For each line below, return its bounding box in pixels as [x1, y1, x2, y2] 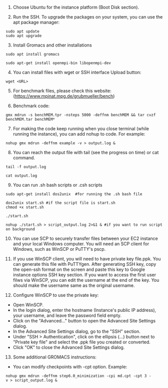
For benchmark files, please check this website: [12, 88, 111, 94]
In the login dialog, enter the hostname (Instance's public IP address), [12, 307, 156, 313]
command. [12, 155, 35, 161]
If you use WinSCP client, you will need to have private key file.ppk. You [12, 256, 161, 262]
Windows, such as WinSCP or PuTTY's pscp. [12, 246, 106, 252]
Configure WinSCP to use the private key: [12, 292, 99, 298]
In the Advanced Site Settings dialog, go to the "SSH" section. [12, 328, 140, 334]
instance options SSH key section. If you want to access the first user [12, 272, 156, 277]
